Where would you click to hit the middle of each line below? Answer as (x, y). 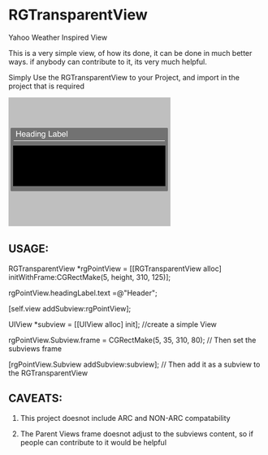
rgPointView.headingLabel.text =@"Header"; (83, 293)
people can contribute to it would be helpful (93, 442)
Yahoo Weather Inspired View (58, 37)
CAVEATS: (35, 399)
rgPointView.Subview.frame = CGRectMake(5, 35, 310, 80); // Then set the (132, 340)
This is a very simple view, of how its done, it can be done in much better (130, 53)
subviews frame (35, 348)
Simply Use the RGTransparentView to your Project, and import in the (124, 77)
